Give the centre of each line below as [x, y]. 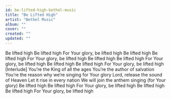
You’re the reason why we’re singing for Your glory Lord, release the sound [84, 75]
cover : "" [16, 29]
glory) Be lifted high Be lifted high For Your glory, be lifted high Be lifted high [85, 85]
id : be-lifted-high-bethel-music [41, 10]
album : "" [16, 24]
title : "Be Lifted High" [32, 15]
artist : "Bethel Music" [31, 19]
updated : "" [18, 39]
